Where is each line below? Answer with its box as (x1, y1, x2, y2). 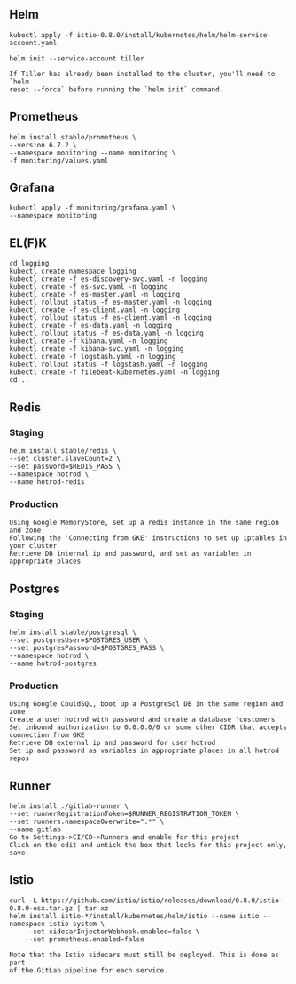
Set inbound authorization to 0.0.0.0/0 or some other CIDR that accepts (9, 723, 288, 732)
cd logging (9, 259, 50, 268)
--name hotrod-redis (9, 477, 86, 487)
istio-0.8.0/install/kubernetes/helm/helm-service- (76, 30, 272, 39)
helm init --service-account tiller (9, 53, 144, 63)
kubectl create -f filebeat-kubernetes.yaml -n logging (9, 368, 220, 377)
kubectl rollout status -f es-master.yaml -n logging (9, 298, 213, 307)
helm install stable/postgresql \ (9, 628, 137, 637)
